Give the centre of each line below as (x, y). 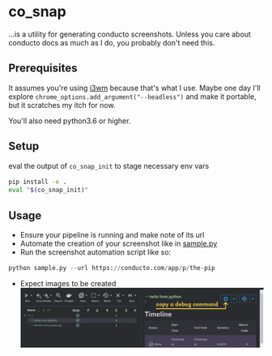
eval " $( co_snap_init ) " (49, 190)
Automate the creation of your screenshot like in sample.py (119, 244)
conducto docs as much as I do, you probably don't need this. (112, 42)
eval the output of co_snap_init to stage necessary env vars (109, 165)
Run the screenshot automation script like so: (96, 252)
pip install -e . (38, 182)
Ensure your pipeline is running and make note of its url (112, 235)
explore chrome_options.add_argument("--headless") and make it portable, (132, 97)
